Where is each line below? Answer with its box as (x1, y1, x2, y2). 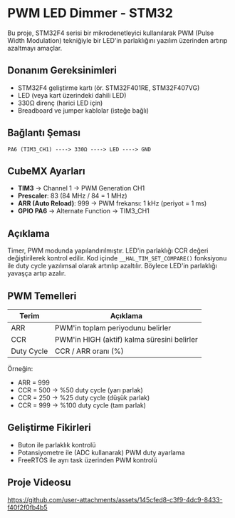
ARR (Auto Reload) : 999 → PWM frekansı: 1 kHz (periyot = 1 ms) (17, 199, 207, 208)
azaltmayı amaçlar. (7, 44, 63, 52)
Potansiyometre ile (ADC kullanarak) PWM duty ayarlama (17, 448, 185, 457)
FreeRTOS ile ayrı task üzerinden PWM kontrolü (17, 455, 157, 464)
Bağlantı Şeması (7, 127, 80, 139)
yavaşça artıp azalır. (7, 269, 66, 278)
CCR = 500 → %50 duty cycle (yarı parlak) (17, 386, 144, 394)
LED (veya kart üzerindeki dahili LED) (17, 91, 127, 99)
